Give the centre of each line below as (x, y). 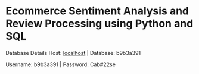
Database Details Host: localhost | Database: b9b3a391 (73, 53)
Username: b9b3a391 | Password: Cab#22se (60, 64)
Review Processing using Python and (99, 24)
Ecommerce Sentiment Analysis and (97, 11)
